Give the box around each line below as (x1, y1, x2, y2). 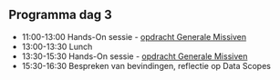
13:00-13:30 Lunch (21, 41, 93, 52)
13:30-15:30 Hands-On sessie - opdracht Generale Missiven (21, 50, 248, 62)
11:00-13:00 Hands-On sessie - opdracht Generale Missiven (21, 31, 247, 42)
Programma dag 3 (8, 7, 112, 23)
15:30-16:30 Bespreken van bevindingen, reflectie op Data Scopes (21, 60, 271, 71)
